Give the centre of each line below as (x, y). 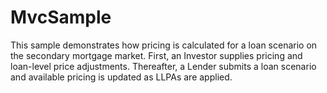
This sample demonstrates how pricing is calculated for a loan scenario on (164, 45)
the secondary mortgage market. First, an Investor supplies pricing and (156, 55)
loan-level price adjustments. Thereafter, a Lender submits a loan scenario (163, 66)
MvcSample (61, 17)
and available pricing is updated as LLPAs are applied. (121, 77)
